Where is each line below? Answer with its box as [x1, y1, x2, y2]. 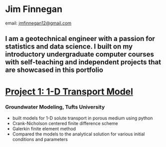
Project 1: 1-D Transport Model [5, 86, 134, 97]
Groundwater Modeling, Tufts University [5, 103, 105, 110]
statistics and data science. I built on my [5, 42, 133, 51]
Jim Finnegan [5, 3, 63, 15]
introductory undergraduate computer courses [5, 50, 155, 58]
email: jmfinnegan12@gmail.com [5, 20, 72, 26]
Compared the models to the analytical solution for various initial [12, 131, 145, 137]
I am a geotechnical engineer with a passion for [5, 34, 156, 43]
